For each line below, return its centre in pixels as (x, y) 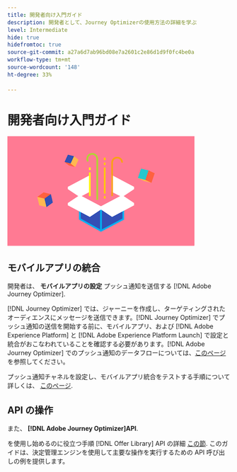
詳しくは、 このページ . (40, 386)
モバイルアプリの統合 (54, 268)
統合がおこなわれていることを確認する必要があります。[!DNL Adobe (106, 344)
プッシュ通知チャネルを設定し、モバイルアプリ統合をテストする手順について (119, 377)
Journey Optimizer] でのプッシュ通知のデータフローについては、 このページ (117, 353)
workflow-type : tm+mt (39, 60)
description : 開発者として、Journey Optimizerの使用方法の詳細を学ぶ (102, 22)
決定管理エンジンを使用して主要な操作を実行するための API (118, 452)
